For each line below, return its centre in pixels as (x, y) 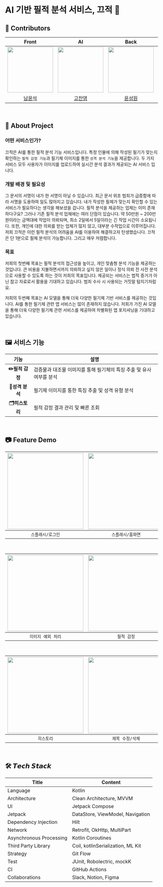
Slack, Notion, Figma (96, 877)
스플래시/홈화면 (126, 534)
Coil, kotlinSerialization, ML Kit (107, 846)
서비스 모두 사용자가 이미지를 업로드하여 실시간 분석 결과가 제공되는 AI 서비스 (78, 164)
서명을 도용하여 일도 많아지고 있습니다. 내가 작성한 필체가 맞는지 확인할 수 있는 (84, 202)
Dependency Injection (33, 822)
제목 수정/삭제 (126, 738)
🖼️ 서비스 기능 (25, 342)
